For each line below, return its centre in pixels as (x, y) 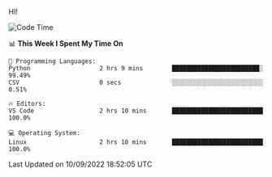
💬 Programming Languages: (52, 61)
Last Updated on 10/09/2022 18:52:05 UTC (80, 164)
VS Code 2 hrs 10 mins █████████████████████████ (136, 111)
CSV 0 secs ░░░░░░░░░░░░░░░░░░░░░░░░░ (136, 82)
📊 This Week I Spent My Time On (66, 43)
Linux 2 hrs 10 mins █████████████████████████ (136, 142)
